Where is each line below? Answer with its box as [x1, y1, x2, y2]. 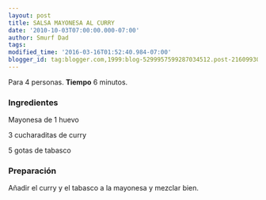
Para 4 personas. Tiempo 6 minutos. [8, 77, 128, 87]
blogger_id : [8, 56, 47, 64]
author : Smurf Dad [8, 33, 69, 42]
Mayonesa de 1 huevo [8, 115, 79, 125]
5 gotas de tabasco [8, 145, 71, 155]
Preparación [8, 165, 57, 176]
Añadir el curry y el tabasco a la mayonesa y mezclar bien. [8, 183, 199, 193]
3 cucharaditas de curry [8, 130, 87, 140]
